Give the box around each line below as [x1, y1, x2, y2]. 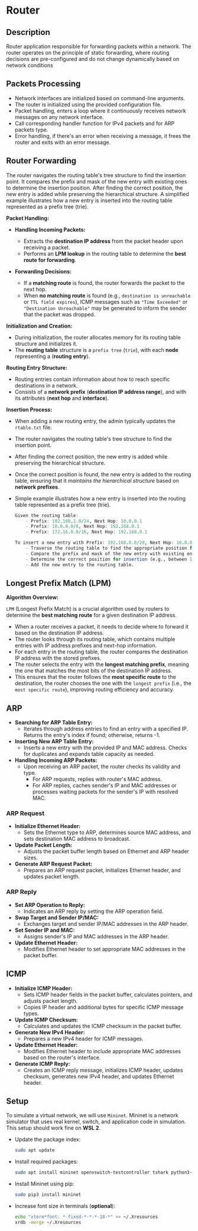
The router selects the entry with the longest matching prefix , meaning [14, 661, 189, 668]
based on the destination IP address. [14, 629, 105, 637]
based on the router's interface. [23, 1054, 101, 1061]
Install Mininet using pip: [14, 1180, 74, 1188]
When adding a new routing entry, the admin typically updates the [14, 417, 176, 424]
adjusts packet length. [23, 997, 78, 1004]
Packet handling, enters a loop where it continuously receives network [14, 107, 186, 114]
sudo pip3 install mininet [14, 1192, 82, 1198]
